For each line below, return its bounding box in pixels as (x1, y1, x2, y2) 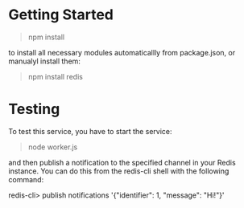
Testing (8, 100, 60, 118)
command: (8, 174, 44, 184)
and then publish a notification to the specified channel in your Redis (8, 157, 236, 167)
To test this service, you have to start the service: (8, 126, 172, 136)
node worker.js (27, 142, 78, 152)
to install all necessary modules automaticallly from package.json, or (8, 47, 236, 57)
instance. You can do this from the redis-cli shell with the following (8, 166, 230, 176)
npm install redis (27, 71, 83, 81)
